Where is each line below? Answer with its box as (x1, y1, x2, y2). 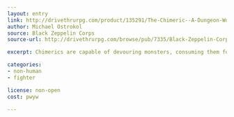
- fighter (7, 74, 36, 81)
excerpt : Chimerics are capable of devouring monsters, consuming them (7, 49, 219, 56)
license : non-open (7, 86, 61, 94)
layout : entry (7, 10, 49, 17)
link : (7, 17, 23, 24)
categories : (7, 61, 42, 68)
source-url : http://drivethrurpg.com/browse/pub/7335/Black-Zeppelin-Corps (7, 36, 232, 43)
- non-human (7, 68, 42, 75)
